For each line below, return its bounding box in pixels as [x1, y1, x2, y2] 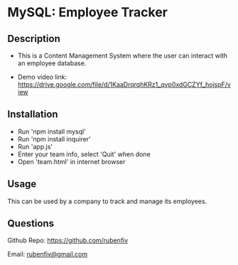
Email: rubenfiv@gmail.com [7, 250, 87, 259]
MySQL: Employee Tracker [7, 4, 168, 21]
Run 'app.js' [17, 142, 53, 151]
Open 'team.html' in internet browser [17, 157, 126, 166]
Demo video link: [17, 72, 67, 81]
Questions [7, 217, 55, 229]
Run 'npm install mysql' [17, 127, 87, 136]
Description [7, 33, 60, 45]
